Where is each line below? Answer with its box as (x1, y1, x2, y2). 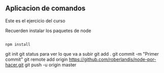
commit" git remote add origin (5, 56, 68, 62)
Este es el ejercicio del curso (5, 17, 65, 23)
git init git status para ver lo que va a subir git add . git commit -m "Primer (5, 51, 159, 57)
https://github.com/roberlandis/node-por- (69, 56, 156, 62)
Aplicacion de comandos (5, 4, 86, 13)
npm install (5, 42, 30, 47)
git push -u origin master (24, 61, 77, 68)
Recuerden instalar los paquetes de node (5, 28, 91, 34)
